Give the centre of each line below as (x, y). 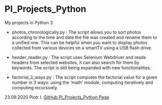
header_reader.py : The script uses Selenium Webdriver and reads (79, 57)
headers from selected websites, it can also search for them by (75, 62)
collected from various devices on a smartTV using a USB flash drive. (82, 48)
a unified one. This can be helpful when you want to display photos (80, 42)
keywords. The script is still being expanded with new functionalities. (81, 68)
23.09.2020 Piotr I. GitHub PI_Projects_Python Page (57, 97)
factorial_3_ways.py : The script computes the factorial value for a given (84, 77)
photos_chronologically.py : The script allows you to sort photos (76, 32)
